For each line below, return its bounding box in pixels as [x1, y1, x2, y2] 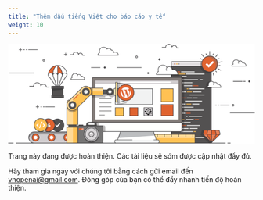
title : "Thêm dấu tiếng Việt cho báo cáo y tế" [8, 12, 167, 20]
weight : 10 [8, 20, 44, 29]
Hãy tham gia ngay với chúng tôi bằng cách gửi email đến [8, 166, 193, 176]
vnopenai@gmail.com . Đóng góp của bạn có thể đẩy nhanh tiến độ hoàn [8, 175, 242, 184]
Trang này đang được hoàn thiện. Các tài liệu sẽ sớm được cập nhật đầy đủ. [8, 152, 252, 161]
